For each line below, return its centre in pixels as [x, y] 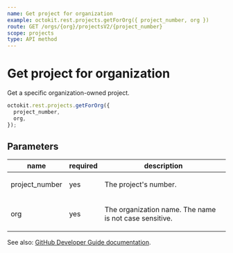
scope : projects [31, 33]
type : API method [32, 40]
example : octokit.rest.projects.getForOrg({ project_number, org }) [108, 20]
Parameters [33, 146]
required [84, 166]
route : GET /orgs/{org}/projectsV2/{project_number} [85, 26]
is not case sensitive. [138, 218]
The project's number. [140, 184]
